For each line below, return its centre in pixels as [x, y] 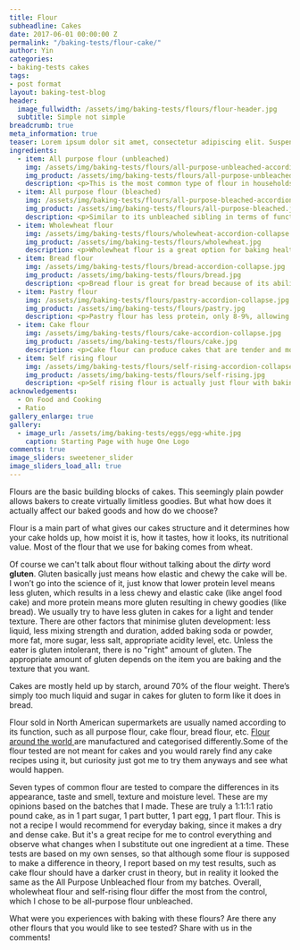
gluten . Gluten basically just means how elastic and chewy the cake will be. [148, 574]
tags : [19, 76]
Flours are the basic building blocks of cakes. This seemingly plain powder [146, 492]
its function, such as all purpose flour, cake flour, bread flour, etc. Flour [140, 731]
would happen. [37, 769]
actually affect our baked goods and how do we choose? [114, 510]
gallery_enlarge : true [51, 416]
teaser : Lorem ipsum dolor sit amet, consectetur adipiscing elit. [137, 142]
